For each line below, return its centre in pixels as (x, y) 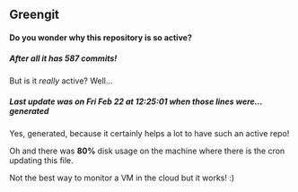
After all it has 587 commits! (63, 58)
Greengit (35, 15)
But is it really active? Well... (61, 81)
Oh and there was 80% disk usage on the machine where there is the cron (147, 151)
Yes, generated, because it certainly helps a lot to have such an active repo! (149, 133)
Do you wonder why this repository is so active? (101, 37)
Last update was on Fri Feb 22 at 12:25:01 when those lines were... (136, 101)
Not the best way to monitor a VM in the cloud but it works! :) (122, 178)
